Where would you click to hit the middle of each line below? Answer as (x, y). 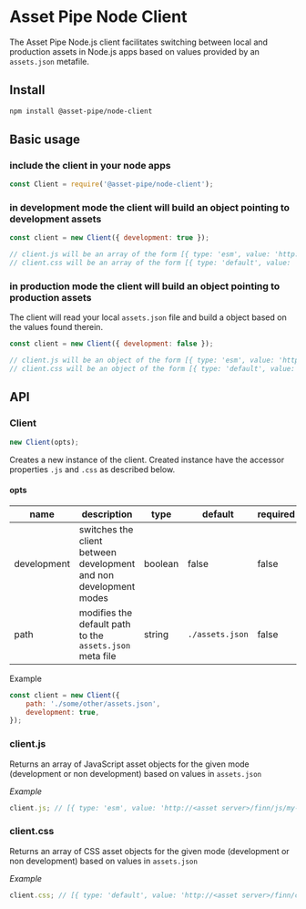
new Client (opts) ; (44, 442)
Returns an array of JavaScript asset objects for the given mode (130, 764)
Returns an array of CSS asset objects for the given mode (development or (149, 851)
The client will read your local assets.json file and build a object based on (148, 317)
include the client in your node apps (90, 165)
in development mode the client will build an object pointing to (149, 208)
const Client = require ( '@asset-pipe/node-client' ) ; (112, 184)
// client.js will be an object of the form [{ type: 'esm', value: (142, 361)
